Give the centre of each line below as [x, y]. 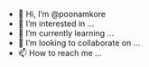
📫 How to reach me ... [60, 53]
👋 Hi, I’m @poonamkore [62, 14]
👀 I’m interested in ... [56, 24]
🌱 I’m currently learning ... [66, 33]
